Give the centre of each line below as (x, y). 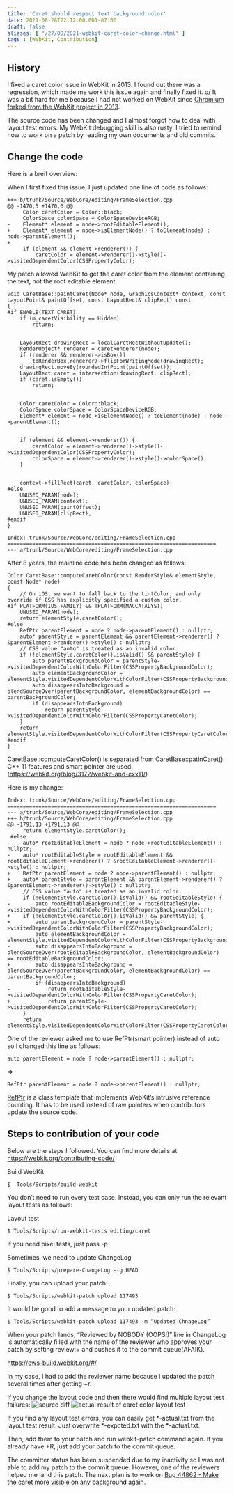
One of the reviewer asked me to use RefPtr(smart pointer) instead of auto (114, 1038)
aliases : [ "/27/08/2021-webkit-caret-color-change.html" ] (96, 33)
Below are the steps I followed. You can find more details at (92, 1150)
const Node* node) (34, 581)
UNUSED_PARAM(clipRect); (56, 513)
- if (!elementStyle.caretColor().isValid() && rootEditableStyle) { (115, 898)
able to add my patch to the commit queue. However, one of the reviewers (114, 1467)
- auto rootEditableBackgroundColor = (74, 904)
